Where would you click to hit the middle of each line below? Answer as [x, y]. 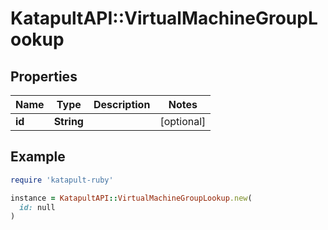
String [68, 121]
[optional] [183, 121]
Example [38, 157]
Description [122, 104]
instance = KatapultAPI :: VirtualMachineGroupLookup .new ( [131, 198]
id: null [37, 207]
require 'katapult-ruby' [62, 180]
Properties [44, 76]
